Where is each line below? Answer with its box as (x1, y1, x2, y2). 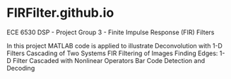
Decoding (6, 64, 35, 72)
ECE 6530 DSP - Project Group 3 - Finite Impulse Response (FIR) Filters (6, 28, 215, 36)
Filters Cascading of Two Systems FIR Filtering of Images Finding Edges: (6, 49, 218, 57)
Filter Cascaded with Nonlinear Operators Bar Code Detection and (13, 56, 206, 64)
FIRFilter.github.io (6, 5, 114, 21)
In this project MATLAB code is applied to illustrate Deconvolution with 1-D (6, 41, 223, 50)
